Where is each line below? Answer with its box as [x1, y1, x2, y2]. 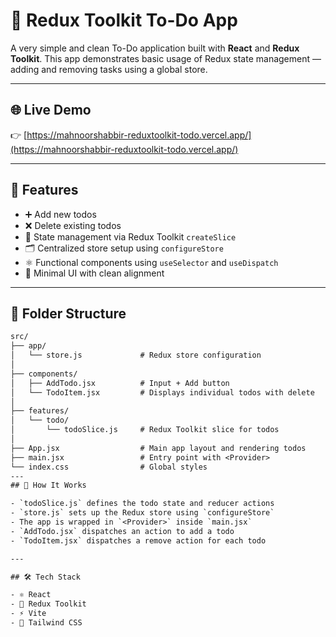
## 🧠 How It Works [10, 480, 87, 491]
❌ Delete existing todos [24, 219, 122, 231]
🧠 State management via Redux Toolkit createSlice [24, 230, 237, 243]
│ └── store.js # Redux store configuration [10, 350, 262, 361]
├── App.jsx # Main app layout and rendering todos [10, 443, 307, 453]
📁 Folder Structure [10, 305, 127, 322]
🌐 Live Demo [10, 102, 92, 119]
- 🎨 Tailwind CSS [10, 618, 83, 628]
